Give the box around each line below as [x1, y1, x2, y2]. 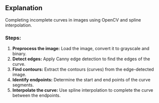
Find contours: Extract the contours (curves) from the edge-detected [12, 66, 154, 73]
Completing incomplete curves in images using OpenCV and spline [5, 17, 142, 23]
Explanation [5, 4, 43, 12]
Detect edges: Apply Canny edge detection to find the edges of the [12, 56, 151, 62]
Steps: [5, 34, 21, 41]
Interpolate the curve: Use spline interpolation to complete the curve [12, 87, 154, 93]
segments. [12, 82, 34, 88]
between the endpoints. [12, 93, 61, 99]
